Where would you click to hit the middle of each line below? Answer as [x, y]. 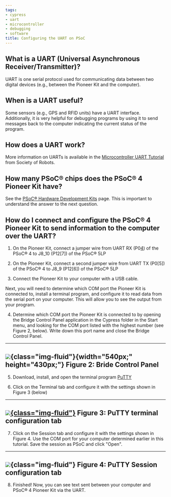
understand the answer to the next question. [52, 204]
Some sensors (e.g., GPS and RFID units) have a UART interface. [73, 113]
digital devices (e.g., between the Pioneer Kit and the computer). [73, 84]
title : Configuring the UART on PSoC [45, 39]
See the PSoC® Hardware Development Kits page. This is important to [79, 199]
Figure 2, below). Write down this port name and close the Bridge [81, 330]
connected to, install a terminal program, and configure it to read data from [84, 294]
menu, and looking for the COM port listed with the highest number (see [88, 325]
